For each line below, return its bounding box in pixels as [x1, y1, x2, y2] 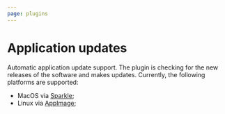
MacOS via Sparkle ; [17, 91, 75, 99]
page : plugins [7, 10, 49, 17]
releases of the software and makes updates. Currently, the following [7, 70, 205, 79]
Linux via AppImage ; [17, 99, 77, 107]
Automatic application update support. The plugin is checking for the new [7, 63, 219, 72]
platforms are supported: [7, 78, 79, 86]
